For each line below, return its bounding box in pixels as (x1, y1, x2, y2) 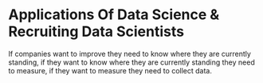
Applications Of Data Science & (8, 6, 220, 24)
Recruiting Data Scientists (8, 22, 185, 41)
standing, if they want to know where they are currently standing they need (8, 57, 255, 67)
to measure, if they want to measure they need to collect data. (8, 65, 213, 75)
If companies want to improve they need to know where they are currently (8, 49, 251, 58)
